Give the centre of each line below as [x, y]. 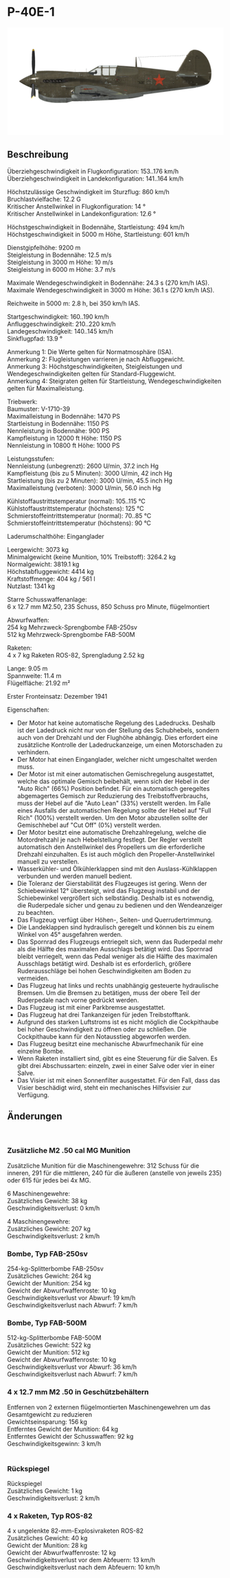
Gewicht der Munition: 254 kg [49, 1284]
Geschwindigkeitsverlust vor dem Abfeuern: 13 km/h [81, 1560]
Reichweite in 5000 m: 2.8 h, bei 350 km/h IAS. [74, 303]
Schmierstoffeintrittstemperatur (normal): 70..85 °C [79, 515]
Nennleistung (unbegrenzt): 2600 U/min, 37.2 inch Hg [83, 466]
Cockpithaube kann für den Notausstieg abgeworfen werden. [104, 1036]
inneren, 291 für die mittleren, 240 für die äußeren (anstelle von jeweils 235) [114, 1173]
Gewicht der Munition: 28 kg [47, 1546]
